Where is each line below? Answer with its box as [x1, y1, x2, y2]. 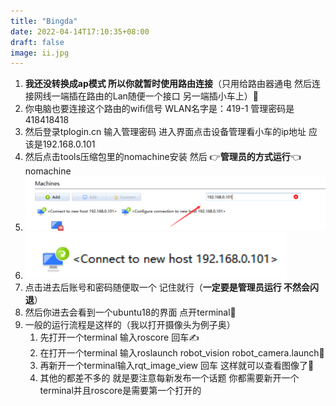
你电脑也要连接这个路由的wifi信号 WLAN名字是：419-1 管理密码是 [24, 103, 295, 115]
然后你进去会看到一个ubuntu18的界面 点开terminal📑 [24, 306, 237, 318]
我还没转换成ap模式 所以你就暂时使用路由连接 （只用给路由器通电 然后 [24, 78, 313, 90]
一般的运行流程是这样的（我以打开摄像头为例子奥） [24, 319, 236, 330]
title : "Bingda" [10, 16, 78, 26]
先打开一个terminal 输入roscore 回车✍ [39, 331, 200, 343]
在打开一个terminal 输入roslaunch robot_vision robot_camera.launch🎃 [39, 347, 325, 359]
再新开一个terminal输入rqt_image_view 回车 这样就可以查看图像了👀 [39, 360, 315, 371]
